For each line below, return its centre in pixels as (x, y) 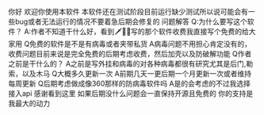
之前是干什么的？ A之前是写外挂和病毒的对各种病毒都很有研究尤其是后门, (127, 63)
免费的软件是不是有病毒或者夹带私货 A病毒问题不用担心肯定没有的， (140, 44)
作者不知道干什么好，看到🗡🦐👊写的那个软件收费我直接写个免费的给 (140, 31)
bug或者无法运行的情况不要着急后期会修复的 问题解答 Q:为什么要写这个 (131, 21)
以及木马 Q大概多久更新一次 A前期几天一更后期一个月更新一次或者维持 (137, 73)
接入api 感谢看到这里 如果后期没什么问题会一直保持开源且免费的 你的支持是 (131, 93)
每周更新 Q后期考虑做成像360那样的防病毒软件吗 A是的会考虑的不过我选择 (130, 83)
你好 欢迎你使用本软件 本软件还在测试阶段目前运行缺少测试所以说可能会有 (128, 11)
